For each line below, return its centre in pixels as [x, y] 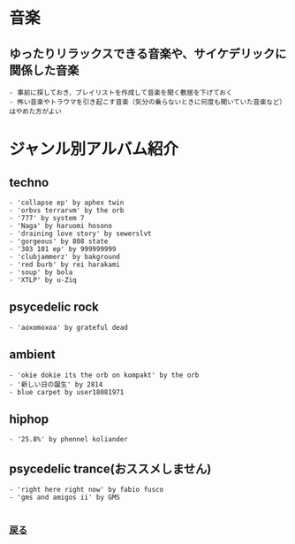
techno [29, 182]
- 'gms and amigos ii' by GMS [65, 498]
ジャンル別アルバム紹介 [94, 149]
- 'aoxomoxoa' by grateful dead [68, 327]
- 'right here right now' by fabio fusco [87, 490]
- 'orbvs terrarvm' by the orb [67, 211]
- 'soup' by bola [41, 272]
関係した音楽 [44, 70]
